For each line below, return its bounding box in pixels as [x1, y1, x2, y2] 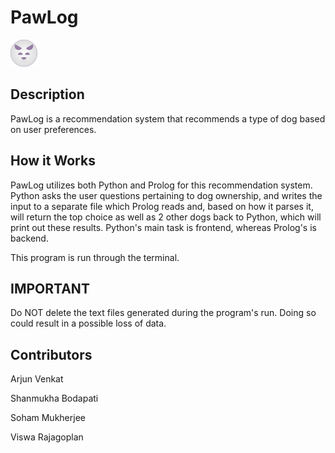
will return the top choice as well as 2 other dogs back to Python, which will [10, 211, 322, 223]
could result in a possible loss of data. [10, 317, 167, 330]
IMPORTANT [10, 280, 90, 297]
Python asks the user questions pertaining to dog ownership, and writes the [10, 189, 323, 201]
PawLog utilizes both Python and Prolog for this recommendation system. [10, 179, 313, 191]
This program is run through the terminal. [10, 251, 180, 263]
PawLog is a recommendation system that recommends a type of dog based [10, 112, 326, 125]
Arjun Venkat [10, 373, 64, 385]
